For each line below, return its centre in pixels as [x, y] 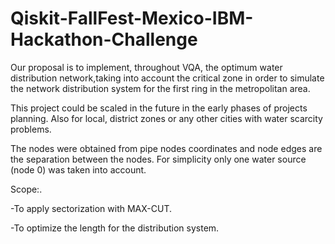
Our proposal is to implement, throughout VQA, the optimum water [146, 67]
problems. [31, 129]
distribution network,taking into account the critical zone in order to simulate [167, 78]
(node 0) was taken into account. [78, 169]
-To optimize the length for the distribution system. [115, 228]
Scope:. [26, 189]
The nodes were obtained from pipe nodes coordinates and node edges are [166, 148]
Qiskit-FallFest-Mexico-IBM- [132, 18]
